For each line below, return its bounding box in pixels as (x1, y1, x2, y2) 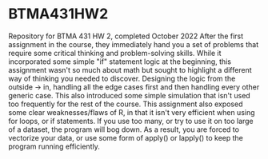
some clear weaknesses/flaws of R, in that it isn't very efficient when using (8, 107, 255, 117)
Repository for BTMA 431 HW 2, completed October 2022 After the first (8, 31, 244, 41)
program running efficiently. (8, 141, 100, 151)
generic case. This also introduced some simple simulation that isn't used (8, 90, 250, 100)
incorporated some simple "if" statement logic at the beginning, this (8, 57, 232, 66)
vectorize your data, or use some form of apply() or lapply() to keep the (8, 133, 244, 142)
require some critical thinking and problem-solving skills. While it (8, 48, 222, 58)
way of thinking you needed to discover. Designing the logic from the (8, 74, 236, 83)
